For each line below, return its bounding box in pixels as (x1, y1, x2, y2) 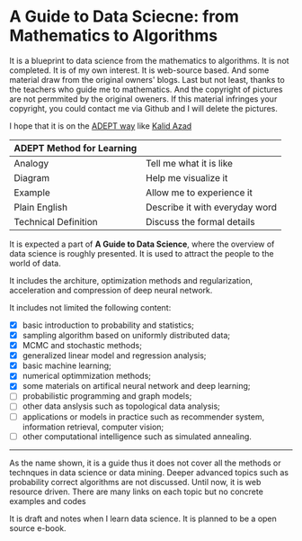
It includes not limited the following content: (9, 302, 172, 312)
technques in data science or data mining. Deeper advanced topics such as (9, 466, 289, 478)
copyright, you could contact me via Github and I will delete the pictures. (9, 103, 279, 113)
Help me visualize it (145, 171, 228, 184)
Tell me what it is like (145, 157, 234, 169)
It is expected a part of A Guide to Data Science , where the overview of (9, 239, 275, 249)
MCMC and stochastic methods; (22, 340, 142, 351)
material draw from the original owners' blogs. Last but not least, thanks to (9, 74, 285, 85)
